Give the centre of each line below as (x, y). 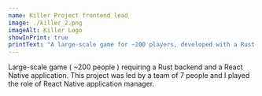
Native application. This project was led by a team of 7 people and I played (129, 76)
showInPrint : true (38, 37)
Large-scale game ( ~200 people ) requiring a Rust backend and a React (125, 67)
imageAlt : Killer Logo (45, 30)
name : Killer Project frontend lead (68, 15)
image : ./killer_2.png (45, 23)
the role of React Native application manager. (81, 84)
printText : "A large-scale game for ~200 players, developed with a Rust (132, 45)
